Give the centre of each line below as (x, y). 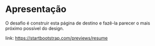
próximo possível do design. (35, 28)
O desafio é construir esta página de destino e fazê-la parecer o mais (78, 23)
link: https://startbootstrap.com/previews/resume (56, 38)
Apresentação (36, 9)
